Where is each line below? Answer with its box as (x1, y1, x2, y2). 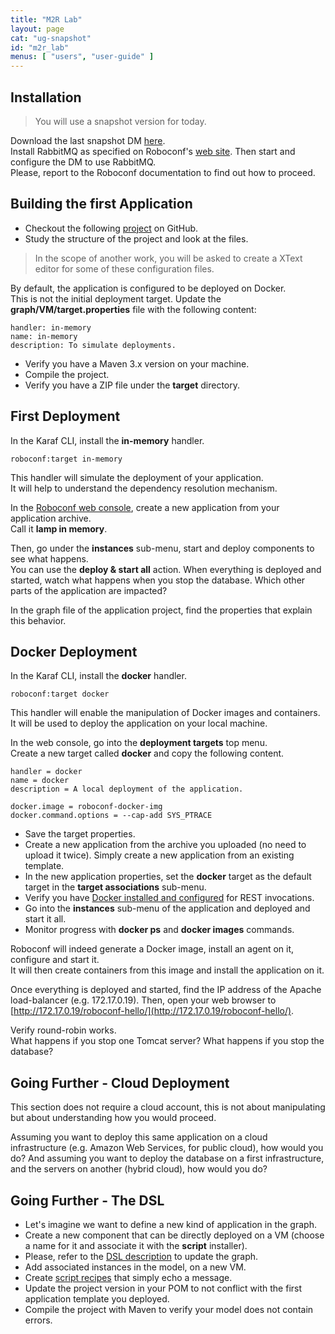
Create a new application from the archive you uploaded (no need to (24, 839, 307, 851)
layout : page (10, 24, 65, 34)
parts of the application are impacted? (10, 584, 168, 596)
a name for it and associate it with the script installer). (24, 1240, 248, 1251)
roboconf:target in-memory (10, 454, 123, 464)
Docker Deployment (10, 643, 138, 660)
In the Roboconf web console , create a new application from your (10, 501, 280, 513)
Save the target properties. (24, 828, 136, 840)
